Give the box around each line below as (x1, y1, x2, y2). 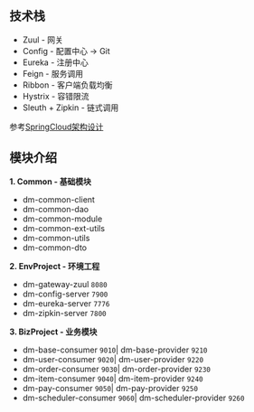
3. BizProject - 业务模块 (9, 326, 98, 337)
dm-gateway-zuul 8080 (22, 278, 108, 289)
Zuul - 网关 (22, 34, 63, 45)
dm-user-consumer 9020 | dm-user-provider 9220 (22, 353, 204, 364)
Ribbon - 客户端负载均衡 (22, 80, 113, 90)
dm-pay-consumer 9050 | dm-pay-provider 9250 (22, 382, 199, 393)
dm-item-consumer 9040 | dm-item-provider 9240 (22, 373, 203, 384)
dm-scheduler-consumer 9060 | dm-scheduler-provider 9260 (22, 392, 245, 403)
